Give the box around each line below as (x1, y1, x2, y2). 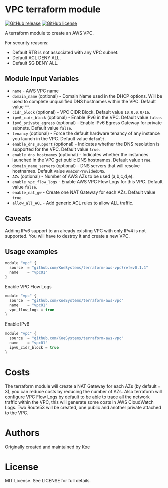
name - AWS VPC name (12, 88, 59, 94)
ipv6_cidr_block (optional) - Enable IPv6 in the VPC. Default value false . (12, 114, 162, 120)
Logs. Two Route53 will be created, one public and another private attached (5, 404, 161, 410)
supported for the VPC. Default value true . (12, 146, 100, 152)
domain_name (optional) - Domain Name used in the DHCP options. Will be (12, 93, 162, 99)
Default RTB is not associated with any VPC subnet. (12, 49, 119, 55)
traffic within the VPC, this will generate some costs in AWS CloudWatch (5, 399, 154, 405)
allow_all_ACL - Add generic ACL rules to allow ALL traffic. (12, 200, 134, 206)
